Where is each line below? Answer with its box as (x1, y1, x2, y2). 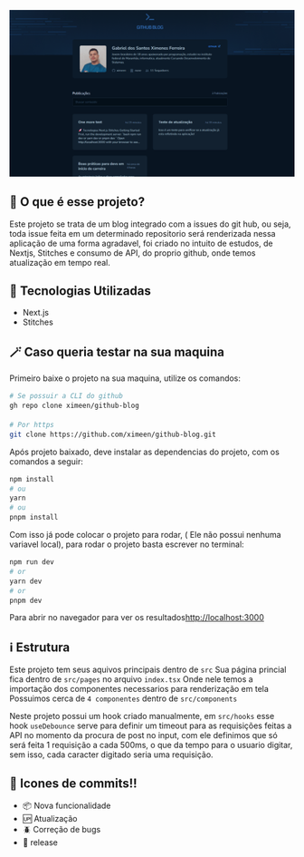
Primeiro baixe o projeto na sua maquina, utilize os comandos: (9, 373, 242, 384)
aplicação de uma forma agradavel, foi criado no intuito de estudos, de (9, 238, 273, 248)
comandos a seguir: (9, 455, 83, 467)
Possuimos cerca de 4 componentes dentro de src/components (9, 693, 238, 704)
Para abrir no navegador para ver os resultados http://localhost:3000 (9, 612, 265, 623)
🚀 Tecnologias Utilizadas (9, 283, 151, 299)
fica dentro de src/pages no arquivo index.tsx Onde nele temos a (9, 674, 253, 685)
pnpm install (9, 513, 59, 522)
